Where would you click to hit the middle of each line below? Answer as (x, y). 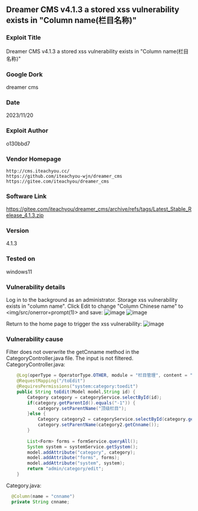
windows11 (19, 272)
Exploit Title (24, 38)
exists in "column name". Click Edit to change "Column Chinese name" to (95, 306)
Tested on (21, 259)
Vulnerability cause (35, 339)
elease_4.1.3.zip (25, 216)
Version (18, 231)
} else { (37, 414)
